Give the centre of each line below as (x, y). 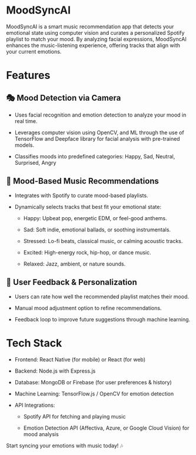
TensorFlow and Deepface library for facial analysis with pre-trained (97, 138)
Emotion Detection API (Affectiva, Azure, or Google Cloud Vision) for (106, 428)
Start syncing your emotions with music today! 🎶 (65, 446)
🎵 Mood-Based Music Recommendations (82, 181)
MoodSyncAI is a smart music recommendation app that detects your (90, 26)
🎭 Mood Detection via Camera (64, 98)
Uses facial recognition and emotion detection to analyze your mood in (100, 115)
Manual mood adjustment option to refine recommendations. (88, 308)
